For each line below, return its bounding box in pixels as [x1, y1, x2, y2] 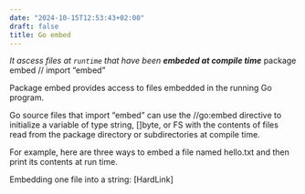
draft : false [9, 22, 59, 31]
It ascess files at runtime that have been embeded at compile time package [9, 56, 297, 66]
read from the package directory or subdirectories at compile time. [9, 129, 260, 140]
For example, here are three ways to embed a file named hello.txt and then [9, 147, 290, 158]
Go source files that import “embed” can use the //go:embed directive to [9, 110, 282, 121]
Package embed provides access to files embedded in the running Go [9, 83, 272, 94]
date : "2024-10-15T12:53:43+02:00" [9, 13, 145, 23]
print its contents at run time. [9, 157, 119, 168]
